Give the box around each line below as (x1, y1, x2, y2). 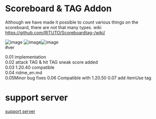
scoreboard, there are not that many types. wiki (5, 24, 102, 30)
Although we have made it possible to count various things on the (5, 19, 139, 25)
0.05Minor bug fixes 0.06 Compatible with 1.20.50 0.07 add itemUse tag (5, 75, 152, 81)
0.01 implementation (5, 54, 46, 59)
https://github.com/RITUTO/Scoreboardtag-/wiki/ (5, 30, 105, 35)
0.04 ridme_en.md (5, 69, 42, 75)
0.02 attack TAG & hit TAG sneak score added (5, 59, 98, 65)
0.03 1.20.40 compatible (5, 64, 55, 70)
